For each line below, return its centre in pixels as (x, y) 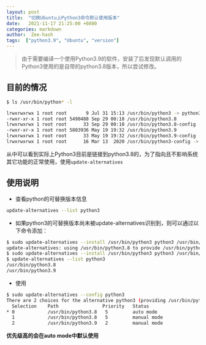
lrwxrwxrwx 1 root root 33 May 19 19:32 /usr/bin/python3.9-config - (104, 136)
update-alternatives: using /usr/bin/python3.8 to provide (83, 248)
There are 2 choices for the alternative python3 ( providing (86, 300)
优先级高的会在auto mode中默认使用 (53, 336)
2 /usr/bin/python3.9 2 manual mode (88, 323)
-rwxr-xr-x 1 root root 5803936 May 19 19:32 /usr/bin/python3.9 (91, 130)
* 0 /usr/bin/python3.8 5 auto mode (82, 312)
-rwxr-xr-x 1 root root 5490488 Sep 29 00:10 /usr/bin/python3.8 (91, 119)
